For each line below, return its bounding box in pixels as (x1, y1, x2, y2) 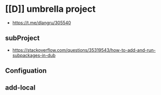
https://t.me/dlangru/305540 (12, 20, 71, 26)
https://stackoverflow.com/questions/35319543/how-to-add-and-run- (12, 47, 156, 53)
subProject (5, 34, 40, 42)
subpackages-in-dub (12, 52, 56, 58)
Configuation (5, 66, 47, 75)
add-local (5, 83, 36, 92)
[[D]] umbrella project (5, 3, 96, 15)
